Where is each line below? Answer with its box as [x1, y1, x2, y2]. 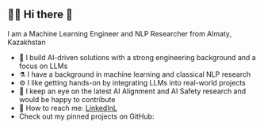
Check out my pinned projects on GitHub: [18, 112, 155, 121]
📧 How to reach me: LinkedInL [18, 103, 118, 112]
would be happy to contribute [18, 94, 116, 104]
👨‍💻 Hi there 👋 [7, 8, 73, 21]
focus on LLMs [18, 61, 68, 70]
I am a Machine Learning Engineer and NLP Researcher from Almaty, [7, 28, 231, 38]
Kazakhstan [7, 37, 46, 47]
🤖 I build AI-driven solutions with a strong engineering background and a [18, 52, 257, 62]
